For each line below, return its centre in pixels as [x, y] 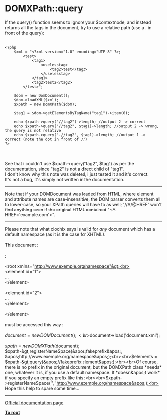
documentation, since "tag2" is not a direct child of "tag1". [65, 169]
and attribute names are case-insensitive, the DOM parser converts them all [83, 199]
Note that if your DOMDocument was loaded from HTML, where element [79, 194]
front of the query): [25, 33]
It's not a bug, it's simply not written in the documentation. [65, 179]
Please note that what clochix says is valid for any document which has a [80, 229]
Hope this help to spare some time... [42, 388]
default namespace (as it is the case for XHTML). [55, 234]
